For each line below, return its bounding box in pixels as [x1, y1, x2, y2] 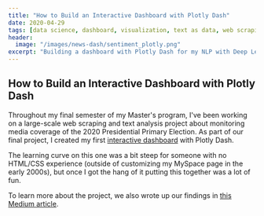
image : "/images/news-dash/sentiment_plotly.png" [15, 41, 181, 49]
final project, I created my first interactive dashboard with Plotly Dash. [8, 135, 234, 145]
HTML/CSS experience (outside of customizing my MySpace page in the [8, 159, 244, 168]
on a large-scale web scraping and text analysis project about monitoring [8, 119, 245, 128]
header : [8, 33, 34, 42]
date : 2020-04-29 [8, 19, 65, 27]
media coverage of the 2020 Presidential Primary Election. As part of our [8, 126, 244, 136]
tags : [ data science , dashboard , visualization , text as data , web [8, 26, 234, 34]
